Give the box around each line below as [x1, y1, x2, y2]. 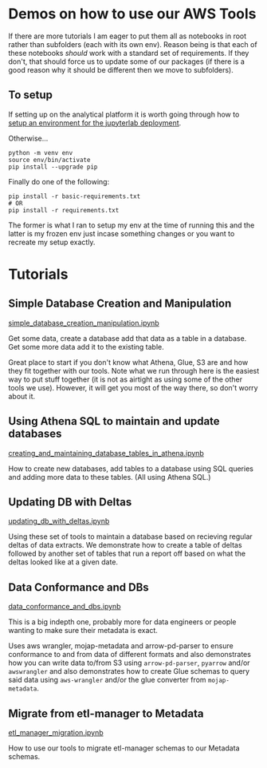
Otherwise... [8, 133, 49, 143]
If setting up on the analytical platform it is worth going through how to [8, 109, 240, 119]
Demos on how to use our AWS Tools [8, 5, 257, 23]
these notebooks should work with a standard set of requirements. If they [8, 48, 249, 57]
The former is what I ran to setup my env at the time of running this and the [8, 220, 255, 230]
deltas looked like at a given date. [8, 557, 118, 567]
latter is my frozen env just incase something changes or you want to [8, 228, 235, 238]
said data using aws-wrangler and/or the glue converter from [8, 675, 206, 685]
